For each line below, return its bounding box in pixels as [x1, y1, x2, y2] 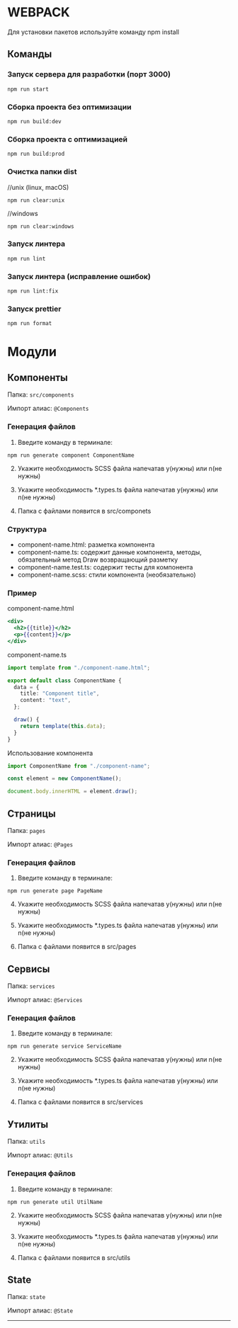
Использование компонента [7, 749, 93, 757]
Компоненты [7, 371, 69, 383]
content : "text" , [20, 697, 72, 704]
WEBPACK [7, 4, 70, 21]
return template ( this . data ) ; [20, 722, 106, 730]
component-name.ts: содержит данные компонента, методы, [17, 548, 202, 556]
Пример [7, 588, 38, 598]
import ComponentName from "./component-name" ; [7, 762, 151, 769]
